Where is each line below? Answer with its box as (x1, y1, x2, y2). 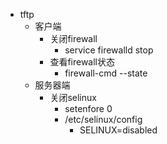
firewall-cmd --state (64, 67, 148, 79)
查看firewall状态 (49, 56, 116, 68)
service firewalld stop (64, 44, 154, 56)
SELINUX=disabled (79, 124, 158, 136)
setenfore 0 (64, 103, 113, 114)
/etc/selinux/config (64, 114, 143, 125)
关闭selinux (49, 92, 97, 103)
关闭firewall (49, 33, 98, 44)
